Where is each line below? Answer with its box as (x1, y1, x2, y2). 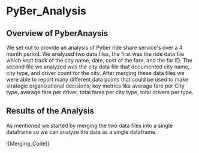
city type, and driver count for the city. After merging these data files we (6, 70, 185, 76)
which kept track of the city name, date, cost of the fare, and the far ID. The (6, 57, 193, 64)
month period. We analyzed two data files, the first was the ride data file (6, 50, 185, 58)
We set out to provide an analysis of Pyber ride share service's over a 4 (6, 44, 183, 51)
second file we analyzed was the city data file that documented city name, (6, 63, 190, 70)
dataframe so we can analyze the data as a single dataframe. (6, 128, 157, 136)
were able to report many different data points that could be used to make (6, 76, 189, 83)
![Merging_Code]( (6, 140, 50, 147)
